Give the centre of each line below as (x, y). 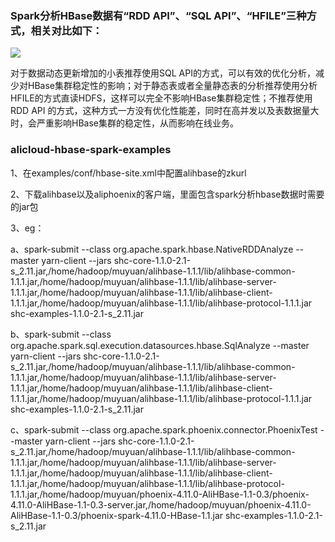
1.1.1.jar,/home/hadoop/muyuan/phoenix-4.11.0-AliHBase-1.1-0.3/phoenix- (160, 494)
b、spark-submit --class (61, 334)
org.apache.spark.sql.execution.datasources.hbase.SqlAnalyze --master (160, 345)
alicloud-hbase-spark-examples (91, 150)
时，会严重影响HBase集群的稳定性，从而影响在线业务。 (124, 123)
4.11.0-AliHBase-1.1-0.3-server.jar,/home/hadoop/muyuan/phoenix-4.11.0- (161, 504)
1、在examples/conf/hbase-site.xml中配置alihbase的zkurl (128, 173)
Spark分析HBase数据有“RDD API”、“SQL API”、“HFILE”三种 (158, 15)
